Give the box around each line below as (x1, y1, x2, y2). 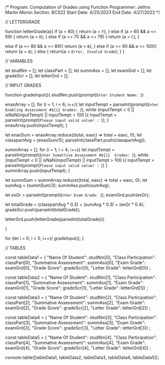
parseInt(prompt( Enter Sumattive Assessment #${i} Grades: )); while (5, 152, 149, 158)
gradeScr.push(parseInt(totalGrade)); (5, 207, 80, 212)
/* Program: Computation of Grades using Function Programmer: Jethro (5, 4, 151, 10)
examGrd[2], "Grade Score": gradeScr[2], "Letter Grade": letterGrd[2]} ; (5, 305, 151, 311)
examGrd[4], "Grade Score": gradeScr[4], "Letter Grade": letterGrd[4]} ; (5, 345, 151, 351)
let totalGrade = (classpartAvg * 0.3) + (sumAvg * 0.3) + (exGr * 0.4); (5, 201, 145, 207)
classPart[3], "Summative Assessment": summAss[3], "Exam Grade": (5, 320, 146, 326)
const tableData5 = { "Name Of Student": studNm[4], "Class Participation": (5, 334, 158, 340)
